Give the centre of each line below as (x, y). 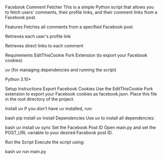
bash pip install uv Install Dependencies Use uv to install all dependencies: (80, 118)
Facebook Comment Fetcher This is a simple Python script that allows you (80, 7)
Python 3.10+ (18, 79)
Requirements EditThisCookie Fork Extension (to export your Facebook (76, 55)
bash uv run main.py (26, 151)
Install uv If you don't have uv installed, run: (49, 109)
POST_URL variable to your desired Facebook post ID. (59, 133)
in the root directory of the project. (40, 99)
